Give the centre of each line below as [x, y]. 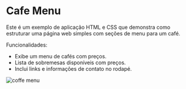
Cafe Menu [34, 11]
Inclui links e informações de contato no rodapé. [73, 68]
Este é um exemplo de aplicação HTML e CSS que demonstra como [88, 27]
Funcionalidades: [27, 45]
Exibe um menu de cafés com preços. [61, 56]
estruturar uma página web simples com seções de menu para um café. [93, 33]
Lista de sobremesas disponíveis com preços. [70, 62]
